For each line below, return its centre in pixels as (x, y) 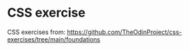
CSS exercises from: (36, 32)
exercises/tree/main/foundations (54, 39)
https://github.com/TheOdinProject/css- (124, 32)
